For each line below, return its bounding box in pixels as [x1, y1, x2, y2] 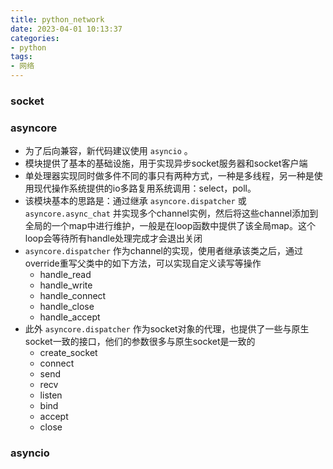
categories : [10, 33, 60, 43]
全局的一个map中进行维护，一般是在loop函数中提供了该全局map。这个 [24, 220, 316, 232]
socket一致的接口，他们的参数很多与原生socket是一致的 [24, 336, 256, 348]
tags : [10, 52, 33, 62]
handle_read [39, 269, 92, 281]
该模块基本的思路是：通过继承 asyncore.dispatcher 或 [24, 195, 247, 207]
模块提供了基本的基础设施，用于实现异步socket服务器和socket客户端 [24, 157, 308, 170]
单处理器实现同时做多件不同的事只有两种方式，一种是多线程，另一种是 [24, 170, 315, 182]
